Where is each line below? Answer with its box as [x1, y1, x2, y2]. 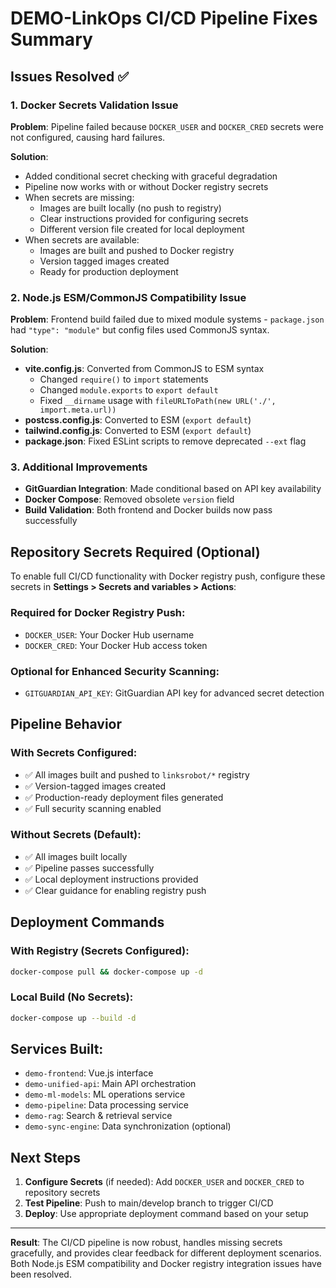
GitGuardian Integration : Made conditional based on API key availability [24, 483, 322, 495]
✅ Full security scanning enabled [24, 802, 162, 814]
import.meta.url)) [39, 405, 117, 416]
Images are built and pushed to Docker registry [39, 244, 235, 256]
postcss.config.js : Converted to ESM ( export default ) [24, 414, 252, 426]
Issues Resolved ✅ [10, 68, 130, 85]
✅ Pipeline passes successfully [24, 862, 155, 874]
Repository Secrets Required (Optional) [10, 543, 261, 561]
